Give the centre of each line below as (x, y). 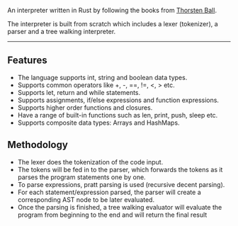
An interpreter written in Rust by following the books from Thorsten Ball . (112, 10)
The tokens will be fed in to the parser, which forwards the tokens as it (120, 169)
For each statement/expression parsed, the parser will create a (109, 192)
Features (27, 61)
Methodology (38, 145)
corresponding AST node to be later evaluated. (86, 199)
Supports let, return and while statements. (79, 92)
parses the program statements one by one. (82, 177)
